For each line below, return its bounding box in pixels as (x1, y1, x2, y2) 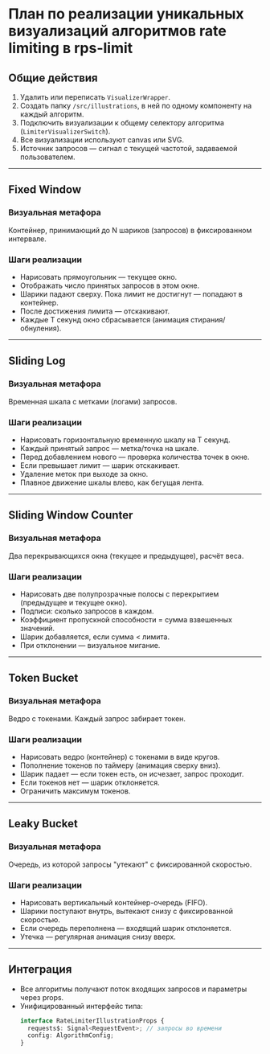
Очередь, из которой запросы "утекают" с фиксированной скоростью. (8, 859, 252, 869)
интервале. (8, 234, 47, 244)
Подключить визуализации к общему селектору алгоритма (19, 118, 225, 127)
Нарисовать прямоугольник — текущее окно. (19, 272, 178, 281)
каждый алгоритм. (19, 109, 84, 119)
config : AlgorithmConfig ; (27, 1031, 114, 1040)
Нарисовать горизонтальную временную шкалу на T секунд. (19, 435, 231, 445)
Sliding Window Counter (8, 508, 133, 523)
